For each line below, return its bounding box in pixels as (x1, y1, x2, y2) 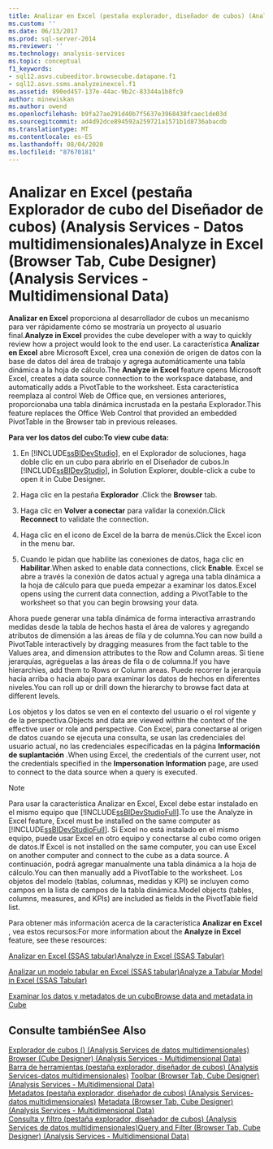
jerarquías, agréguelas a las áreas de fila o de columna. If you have (8, 657, 230, 666)
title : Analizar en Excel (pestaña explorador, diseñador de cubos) (8, 11, 245, 20)
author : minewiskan (8, 95, 75, 103)
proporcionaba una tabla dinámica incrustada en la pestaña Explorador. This (8, 400, 262, 410)
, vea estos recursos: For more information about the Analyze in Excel (8, 927, 241, 937)
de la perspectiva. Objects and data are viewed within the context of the (8, 716, 248, 726)
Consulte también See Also (8, 1023, 146, 1037)
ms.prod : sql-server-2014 (8, 34, 96, 43)
